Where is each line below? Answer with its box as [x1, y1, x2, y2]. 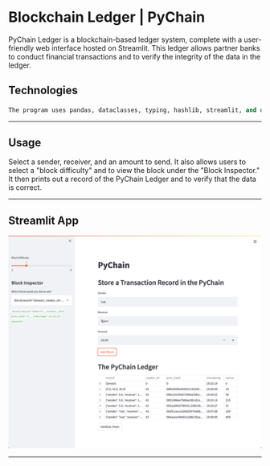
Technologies [8, 84, 79, 97]
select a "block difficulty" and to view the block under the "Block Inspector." [8, 166, 260, 175]
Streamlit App [8, 213, 79, 227]
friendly [8, 43, 35, 52]
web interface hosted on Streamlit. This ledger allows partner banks [35, 43, 260, 52]
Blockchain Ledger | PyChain [8, 8, 206, 27]
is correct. [8, 183, 43, 192]
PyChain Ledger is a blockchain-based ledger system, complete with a [8, 35, 243, 44]
